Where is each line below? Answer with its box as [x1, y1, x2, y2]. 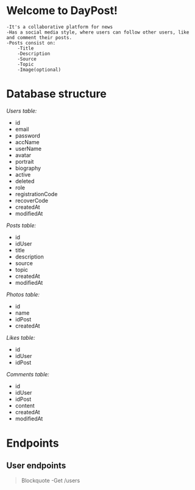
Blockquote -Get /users [21, 477, 80, 484]
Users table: [6, 107, 37, 114]
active [15, 170, 31, 178]
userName [15, 145, 41, 152]
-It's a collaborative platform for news [6, 24, 113, 30]
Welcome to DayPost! [6, 4, 118, 18]
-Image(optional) [17, 67, 62, 73]
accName [15, 138, 40, 145]
